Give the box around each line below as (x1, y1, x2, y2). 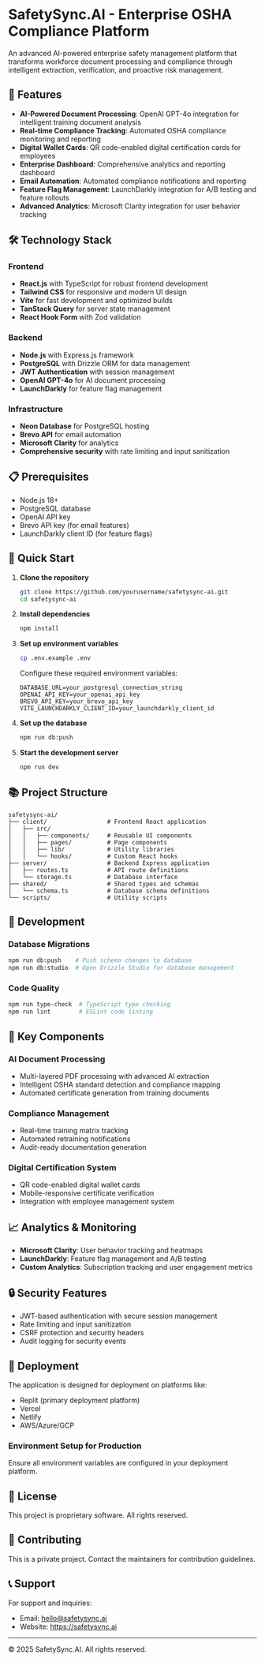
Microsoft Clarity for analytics (19, 438, 119, 447)
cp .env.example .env (19, 654, 91, 662)
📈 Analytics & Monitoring (8, 1221, 136, 1234)
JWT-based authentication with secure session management (19, 1312, 218, 1321)
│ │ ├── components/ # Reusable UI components (8, 831, 192, 840)
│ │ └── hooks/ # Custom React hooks (8, 852, 178, 860)
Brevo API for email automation (19, 430, 122, 440)
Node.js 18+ (19, 495, 59, 504)
